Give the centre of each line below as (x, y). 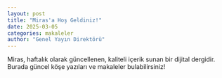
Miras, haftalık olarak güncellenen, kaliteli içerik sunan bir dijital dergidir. (111, 59)
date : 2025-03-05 (33, 26)
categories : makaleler (40, 33)
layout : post (26, 14)
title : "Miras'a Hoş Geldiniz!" (54, 20)
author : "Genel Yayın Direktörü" (56, 40)
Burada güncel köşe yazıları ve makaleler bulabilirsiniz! (86, 67)
